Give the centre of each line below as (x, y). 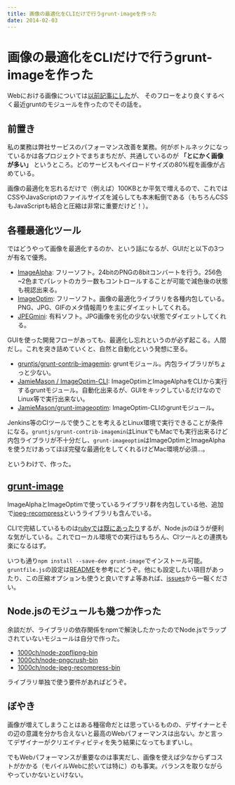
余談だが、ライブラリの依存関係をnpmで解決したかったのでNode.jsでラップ (117, 630)
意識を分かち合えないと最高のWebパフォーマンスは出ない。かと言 (121, 733)
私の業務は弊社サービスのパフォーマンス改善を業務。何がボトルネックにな (115, 147)
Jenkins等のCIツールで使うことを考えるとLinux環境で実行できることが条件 (115, 423)
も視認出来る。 (39, 290)
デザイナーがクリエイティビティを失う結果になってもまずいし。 (105, 742)
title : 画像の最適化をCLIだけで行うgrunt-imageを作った (82, 14)
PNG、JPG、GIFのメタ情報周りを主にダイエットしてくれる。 (106, 307)
